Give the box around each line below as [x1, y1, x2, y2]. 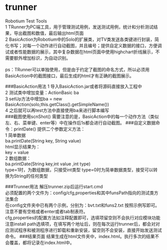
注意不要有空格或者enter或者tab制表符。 [5, 208, 88, 214]
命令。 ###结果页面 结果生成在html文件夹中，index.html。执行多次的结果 [5, 233, 155, 239]
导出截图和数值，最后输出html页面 [13, 30, 84, 36]
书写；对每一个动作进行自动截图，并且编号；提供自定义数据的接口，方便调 [9, 42, 162, 48]
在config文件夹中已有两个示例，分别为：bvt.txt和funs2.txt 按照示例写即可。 [5, 202, 160, 208]
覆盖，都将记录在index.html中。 [9, 240, 75, 246]
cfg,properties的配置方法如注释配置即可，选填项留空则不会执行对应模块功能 [5, 215, 161, 221]
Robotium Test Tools [5, 18, 47, 24]
